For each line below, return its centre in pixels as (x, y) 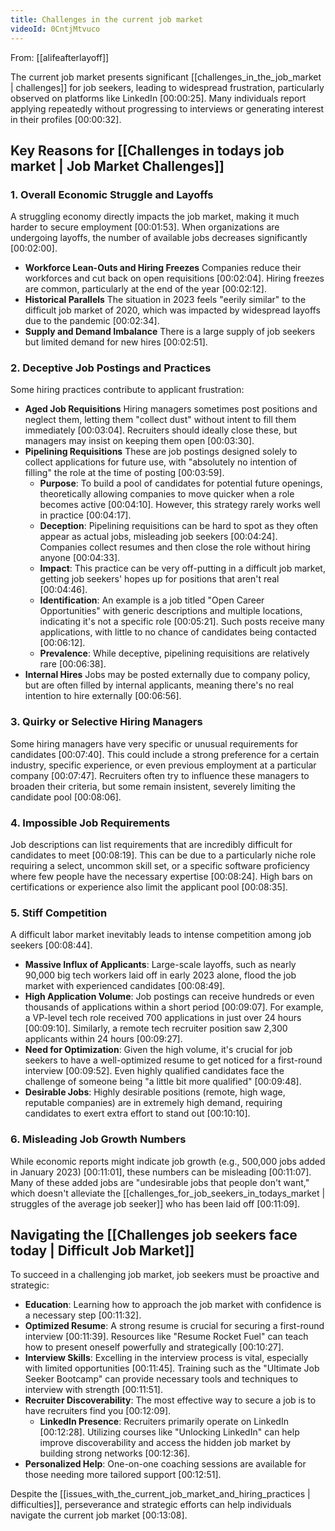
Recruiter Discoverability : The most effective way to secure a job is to (170, 1400)
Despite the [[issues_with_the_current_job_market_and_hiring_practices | (160, 1494)
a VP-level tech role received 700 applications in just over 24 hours (163, 1018)
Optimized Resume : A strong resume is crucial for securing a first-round (174, 1326)
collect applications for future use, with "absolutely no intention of (161, 462)
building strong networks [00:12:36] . (115, 1453)
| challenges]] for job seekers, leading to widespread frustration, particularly (167, 87)
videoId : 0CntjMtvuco (55, 29)
